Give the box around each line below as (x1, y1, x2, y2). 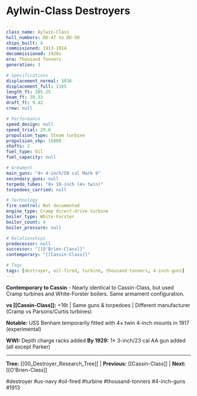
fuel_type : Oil (6, 149, 43, 155)
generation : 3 (6, 62, 41, 68)
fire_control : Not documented (6, 203, 80, 209)
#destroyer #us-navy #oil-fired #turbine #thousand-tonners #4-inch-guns (6, 378, 186, 385)
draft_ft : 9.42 (6, 100, 43, 106)
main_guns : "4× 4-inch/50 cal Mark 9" (6, 170, 101, 176)
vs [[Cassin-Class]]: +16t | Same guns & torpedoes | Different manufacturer (6, 301, 191, 308)
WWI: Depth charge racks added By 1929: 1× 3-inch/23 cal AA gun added (6, 337, 186, 344)
